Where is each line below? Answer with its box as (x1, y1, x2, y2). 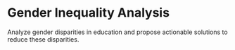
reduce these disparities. (7, 35, 80, 43)
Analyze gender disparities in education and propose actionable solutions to (7, 28, 228, 36)
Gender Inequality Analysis (7, 5, 170, 21)
